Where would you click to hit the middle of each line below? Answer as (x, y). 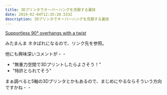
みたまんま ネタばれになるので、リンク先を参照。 (56, 43)
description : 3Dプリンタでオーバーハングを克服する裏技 (57, 19)
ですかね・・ (18, 88)
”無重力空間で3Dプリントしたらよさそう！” (57, 65)
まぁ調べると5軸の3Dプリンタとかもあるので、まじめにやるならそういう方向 (83, 81)
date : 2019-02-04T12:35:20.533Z (39, 14)
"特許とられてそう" (32, 71)
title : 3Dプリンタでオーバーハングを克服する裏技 (51, 10)
